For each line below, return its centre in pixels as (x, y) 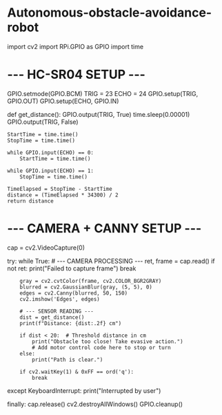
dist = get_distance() (52, 317)
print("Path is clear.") (68, 360)
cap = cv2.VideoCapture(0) (46, 248)
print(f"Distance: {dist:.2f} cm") (71, 323)
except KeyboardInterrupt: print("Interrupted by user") (84, 390)
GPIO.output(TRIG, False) (43, 122)
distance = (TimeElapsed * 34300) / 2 (63, 195)
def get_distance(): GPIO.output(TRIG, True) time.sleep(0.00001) (99, 114)
